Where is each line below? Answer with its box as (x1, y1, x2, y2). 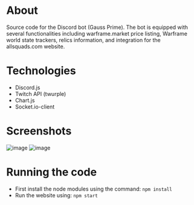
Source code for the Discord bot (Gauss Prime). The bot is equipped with (6, 24, 189, 31)
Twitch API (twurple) (15, 90, 66, 97)
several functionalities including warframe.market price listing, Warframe (6, 30, 187, 37)
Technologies (6, 64, 77, 78)
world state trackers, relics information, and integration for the (6, 36, 161, 43)
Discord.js (15, 84, 40, 91)
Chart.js (15, 96, 35, 104)
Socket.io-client (15, 103, 55, 110)
